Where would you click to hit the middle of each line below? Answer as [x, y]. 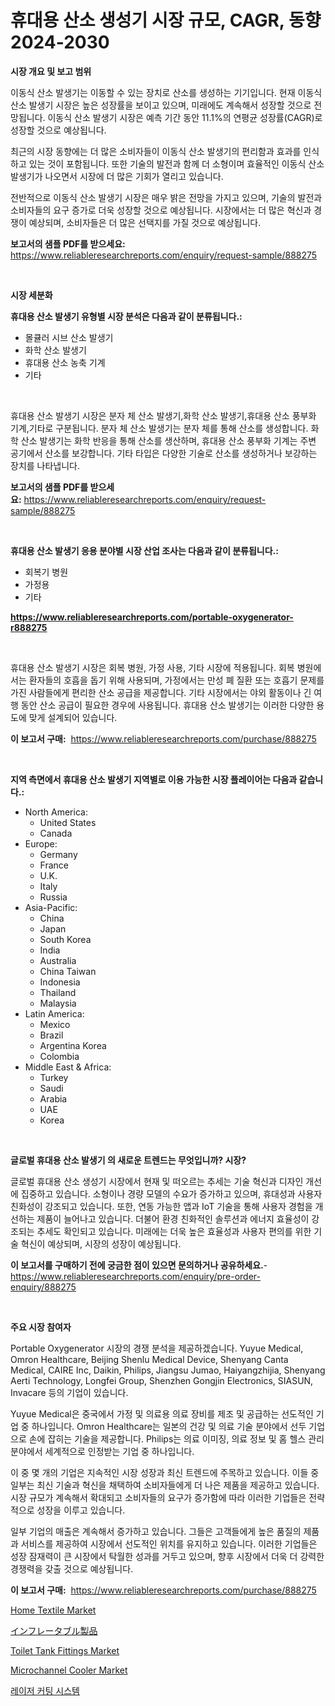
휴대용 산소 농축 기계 [65, 362]
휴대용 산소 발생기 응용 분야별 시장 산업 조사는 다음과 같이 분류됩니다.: [144, 550]
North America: [56, 812]
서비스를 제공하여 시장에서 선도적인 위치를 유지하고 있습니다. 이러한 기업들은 [169, 1543]
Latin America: [54, 1013]
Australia [58, 960]
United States [68, 822]
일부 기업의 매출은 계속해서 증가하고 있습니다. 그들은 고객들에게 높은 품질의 [156, 1531]
